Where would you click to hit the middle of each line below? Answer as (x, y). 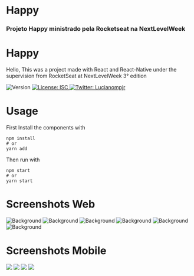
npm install (21, 138)
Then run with (23, 160)
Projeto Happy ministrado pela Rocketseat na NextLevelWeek (96, 29)
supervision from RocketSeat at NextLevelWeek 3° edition (77, 76)
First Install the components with (46, 127)
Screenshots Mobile (56, 251)
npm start (18, 170)
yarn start (19, 181)
